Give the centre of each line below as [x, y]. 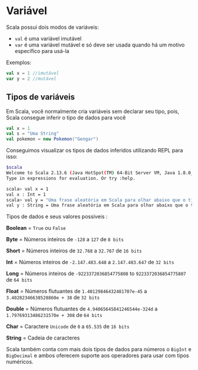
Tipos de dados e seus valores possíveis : [57, 216]
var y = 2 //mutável [32, 79]
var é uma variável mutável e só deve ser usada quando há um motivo [100, 45]
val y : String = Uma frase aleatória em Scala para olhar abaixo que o [97, 205]
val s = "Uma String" [33, 134]
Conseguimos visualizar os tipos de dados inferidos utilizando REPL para [95, 151]
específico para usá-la [42, 51]
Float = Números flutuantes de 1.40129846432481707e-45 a [77, 291]
